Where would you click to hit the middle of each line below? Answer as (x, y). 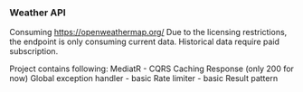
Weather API (38, 13)
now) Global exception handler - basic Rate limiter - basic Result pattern (144, 78)
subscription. (34, 51)
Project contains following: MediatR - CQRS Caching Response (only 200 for (151, 69)
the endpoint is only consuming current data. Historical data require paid (145, 41)
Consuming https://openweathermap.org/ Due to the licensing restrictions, (148, 32)
